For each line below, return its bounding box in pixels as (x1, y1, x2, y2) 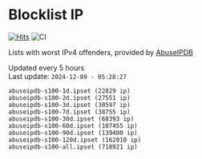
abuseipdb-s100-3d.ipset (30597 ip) (8, 101, 131, 109)
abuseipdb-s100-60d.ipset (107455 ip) (8, 121, 138, 129)
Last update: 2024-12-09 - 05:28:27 (8, 71, 127, 81)
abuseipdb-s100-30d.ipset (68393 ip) (8, 114, 135, 123)
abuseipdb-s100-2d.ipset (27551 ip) (8, 93, 131, 101)
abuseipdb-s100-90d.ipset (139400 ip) (8, 129, 138, 137)
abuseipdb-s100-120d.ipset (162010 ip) (8, 136, 142, 144)
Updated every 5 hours (8, 62, 85, 73)
